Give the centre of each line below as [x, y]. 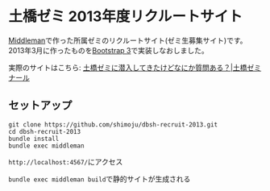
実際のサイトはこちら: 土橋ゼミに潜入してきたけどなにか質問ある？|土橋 [128, 67]
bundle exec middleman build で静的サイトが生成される [100, 179]
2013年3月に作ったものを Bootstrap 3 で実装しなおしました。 [109, 50]
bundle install [34, 139]
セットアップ [40, 106]
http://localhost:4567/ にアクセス [66, 161]
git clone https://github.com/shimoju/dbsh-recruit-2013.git [113, 125]
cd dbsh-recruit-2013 [45, 131]
